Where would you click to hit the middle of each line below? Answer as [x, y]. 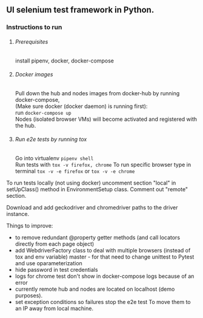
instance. [18, 214]
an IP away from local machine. [54, 308]
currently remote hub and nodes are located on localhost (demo [95, 289]
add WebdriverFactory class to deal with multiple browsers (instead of [103, 250]
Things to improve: [30, 225]
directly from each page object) [55, 244]
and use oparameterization [49, 263]
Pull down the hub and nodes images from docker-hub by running [97, 93]
